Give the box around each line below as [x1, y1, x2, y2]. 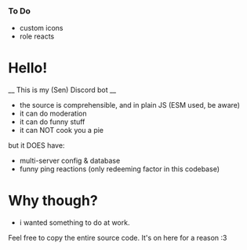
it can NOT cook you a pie [19, 126, 104, 135]
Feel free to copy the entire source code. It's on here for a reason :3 [8, 233, 227, 243]
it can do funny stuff [19, 117, 85, 127]
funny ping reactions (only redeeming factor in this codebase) [19, 164, 220, 174]
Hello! [8, 59, 48, 77]
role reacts [19, 31, 55, 41]
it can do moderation [19, 108, 87, 119]
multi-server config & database [19, 156, 121, 166]
